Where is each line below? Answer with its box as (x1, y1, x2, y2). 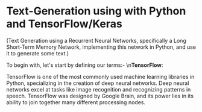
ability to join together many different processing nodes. (6, 98, 146, 106)
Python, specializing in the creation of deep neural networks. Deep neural (6, 79, 189, 87)
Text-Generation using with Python (6, 4, 186, 18)
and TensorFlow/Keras (6, 17, 122, 31)
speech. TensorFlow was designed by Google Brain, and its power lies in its (6, 92, 194, 99)
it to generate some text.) (6, 49, 69, 57)
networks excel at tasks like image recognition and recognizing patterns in (6, 86, 191, 93)
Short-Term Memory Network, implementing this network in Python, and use (6, 43, 196, 51)
